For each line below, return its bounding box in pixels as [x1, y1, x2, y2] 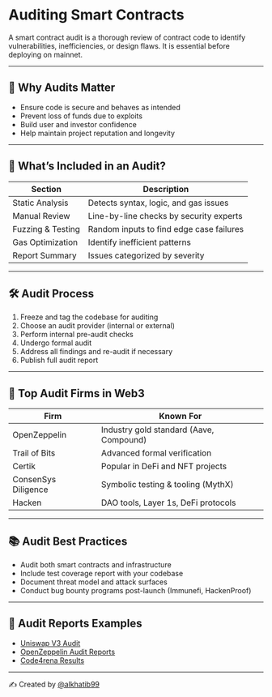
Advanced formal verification [100, 447, 212, 459]
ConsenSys [12, 474, 57, 485]
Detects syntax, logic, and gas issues [87, 197, 229, 208]
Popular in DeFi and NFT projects [100, 460, 227, 472]
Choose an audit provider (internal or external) [19, 321, 176, 331]
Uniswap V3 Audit [19, 638, 81, 648]
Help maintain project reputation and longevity [19, 128, 176, 138]
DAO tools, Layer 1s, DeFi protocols [100, 497, 236, 508]
